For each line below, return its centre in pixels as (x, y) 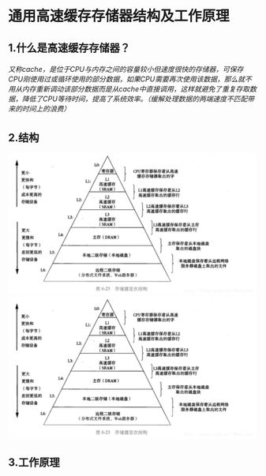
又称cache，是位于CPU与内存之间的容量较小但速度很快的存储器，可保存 (126, 69)
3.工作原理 (34, 463)
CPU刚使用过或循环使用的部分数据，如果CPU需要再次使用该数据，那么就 (127, 79)
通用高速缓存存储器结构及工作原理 (119, 16)
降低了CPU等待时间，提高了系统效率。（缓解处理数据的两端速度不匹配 (135, 99)
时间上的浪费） (46, 109)
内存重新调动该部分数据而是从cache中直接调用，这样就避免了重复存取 (136, 89)
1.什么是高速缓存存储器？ (69, 48)
